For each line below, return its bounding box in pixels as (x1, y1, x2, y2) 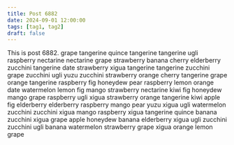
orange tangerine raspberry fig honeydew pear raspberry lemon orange (7, 78, 214, 87)
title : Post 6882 (7, 10, 58, 17)
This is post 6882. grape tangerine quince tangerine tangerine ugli (7, 49, 198, 57)
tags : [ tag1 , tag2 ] (7, 23, 64, 30)
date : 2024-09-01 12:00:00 (7, 17, 86, 24)
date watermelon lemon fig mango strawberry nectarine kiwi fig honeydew (7, 86, 222, 94)
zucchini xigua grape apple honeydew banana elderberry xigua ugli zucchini (7, 116, 227, 124)
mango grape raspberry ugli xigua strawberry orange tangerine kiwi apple (7, 93, 221, 102)
